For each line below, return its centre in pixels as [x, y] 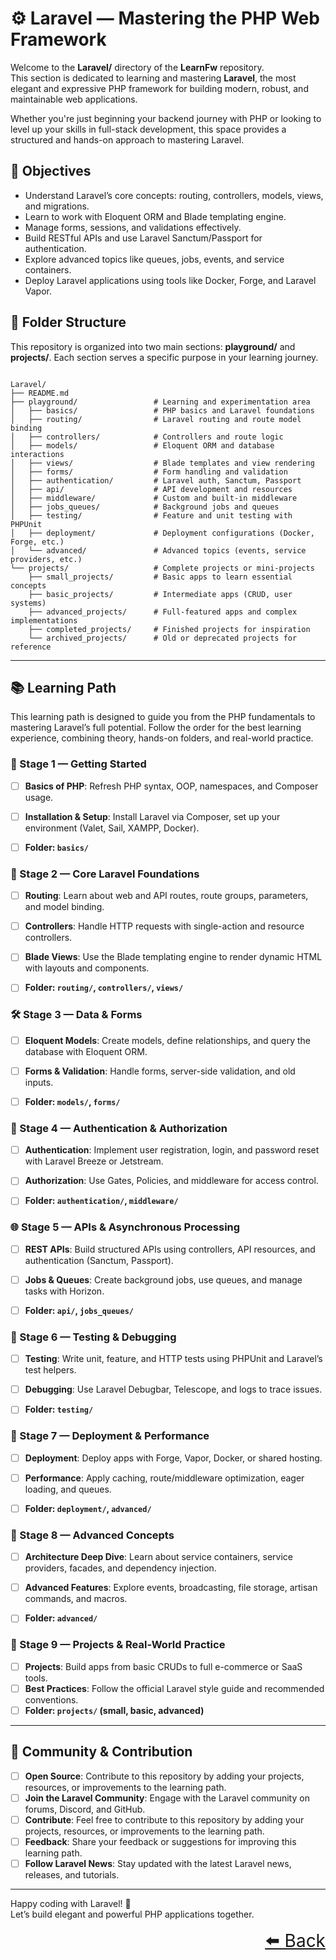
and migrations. [57, 206]
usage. [39, 797]
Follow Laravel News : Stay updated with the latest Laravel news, [158, 1863]
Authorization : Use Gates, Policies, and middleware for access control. [171, 1181]
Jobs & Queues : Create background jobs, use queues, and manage [163, 1279]
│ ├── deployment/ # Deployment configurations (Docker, [162, 533]
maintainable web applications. [74, 99]
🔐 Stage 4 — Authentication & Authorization [119, 1128]
